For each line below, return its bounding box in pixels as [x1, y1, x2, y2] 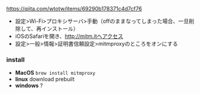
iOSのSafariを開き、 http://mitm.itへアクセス [15, 33, 124, 40]
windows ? [15, 82, 44, 89]
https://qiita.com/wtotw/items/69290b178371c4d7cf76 [6, 5, 142, 12]
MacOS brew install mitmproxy [15, 69, 96, 77]
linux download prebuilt [15, 75, 75, 83]
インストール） [41, 25, 79, 32]
